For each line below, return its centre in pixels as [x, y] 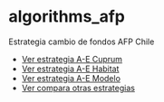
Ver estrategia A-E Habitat [70, 69]
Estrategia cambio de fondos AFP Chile [82, 42]
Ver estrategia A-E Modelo [71, 78]
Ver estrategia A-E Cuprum [72, 59]
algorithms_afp [67, 17]
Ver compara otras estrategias [78, 88]
